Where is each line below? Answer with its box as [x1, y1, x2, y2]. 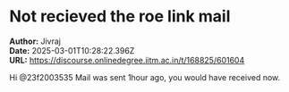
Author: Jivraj [9, 36, 61, 46]
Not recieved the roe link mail [9, 6, 231, 27]
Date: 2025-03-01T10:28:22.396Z [9, 45, 135, 55]
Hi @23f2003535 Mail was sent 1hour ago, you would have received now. [9, 71, 281, 82]
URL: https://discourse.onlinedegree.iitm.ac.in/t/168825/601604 [9, 54, 245, 65]
